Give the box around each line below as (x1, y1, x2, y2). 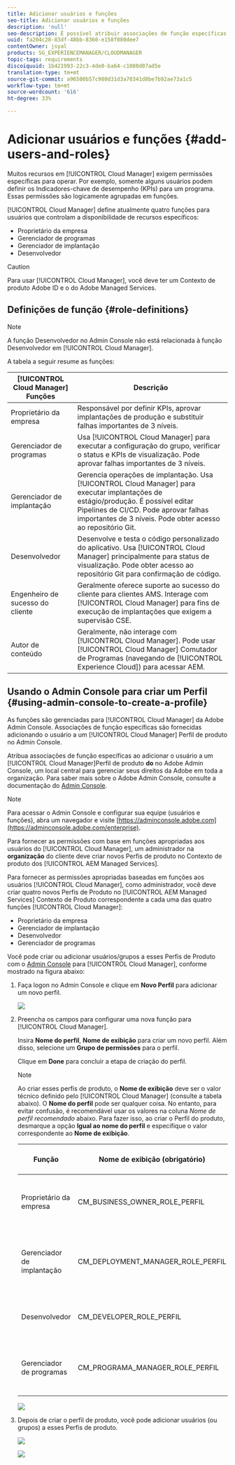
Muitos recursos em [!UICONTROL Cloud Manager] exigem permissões (7, 169, 213, 178)
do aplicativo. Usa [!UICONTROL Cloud (77, 542, 206, 552)
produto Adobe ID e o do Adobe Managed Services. (7, 283, 157, 292)
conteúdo (10, 648, 43, 658)
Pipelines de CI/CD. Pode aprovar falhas (77, 504, 209, 514)
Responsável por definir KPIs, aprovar (77, 403, 201, 413)
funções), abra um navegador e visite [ (7, 815, 119, 824)
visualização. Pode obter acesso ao (77, 560, 194, 570)
